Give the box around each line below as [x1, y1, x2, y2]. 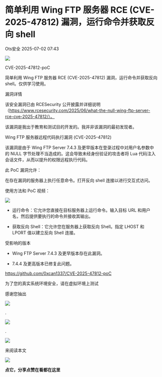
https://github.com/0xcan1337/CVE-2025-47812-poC [5, 270, 112, 276]
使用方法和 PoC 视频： [5, 188, 50, 194]
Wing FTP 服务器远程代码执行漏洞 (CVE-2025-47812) [5, 134, 112, 140]
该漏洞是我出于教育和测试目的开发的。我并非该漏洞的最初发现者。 [5, 124, 137, 129]
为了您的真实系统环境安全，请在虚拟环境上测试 [5, 280, 98, 286]
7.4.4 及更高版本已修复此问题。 [12, 261, 74, 267]
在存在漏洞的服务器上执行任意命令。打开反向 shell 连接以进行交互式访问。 [5, 177, 153, 183]
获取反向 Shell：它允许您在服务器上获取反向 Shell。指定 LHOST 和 [12, 223, 145, 229]
